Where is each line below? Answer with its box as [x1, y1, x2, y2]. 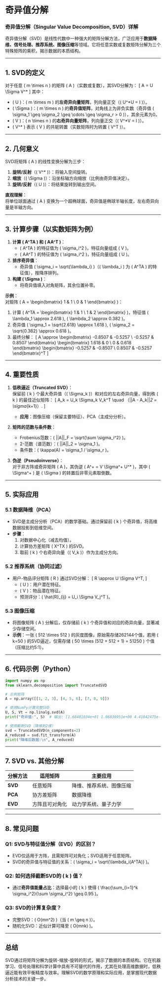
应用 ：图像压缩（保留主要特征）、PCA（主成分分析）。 [19, 414, 128, 420]
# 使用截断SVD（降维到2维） [5, 723, 55, 728]
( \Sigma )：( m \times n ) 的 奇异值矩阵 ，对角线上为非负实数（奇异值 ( [12, 105, 155, 111]
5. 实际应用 [5, 490, 39, 499]
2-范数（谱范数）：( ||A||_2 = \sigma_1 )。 [19, 441, 103, 447]
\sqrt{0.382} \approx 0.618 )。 [12, 328, 74, 334]
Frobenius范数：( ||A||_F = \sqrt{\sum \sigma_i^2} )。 [19, 434, 128, 440]
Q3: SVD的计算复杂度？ [5, 904, 62, 911]
